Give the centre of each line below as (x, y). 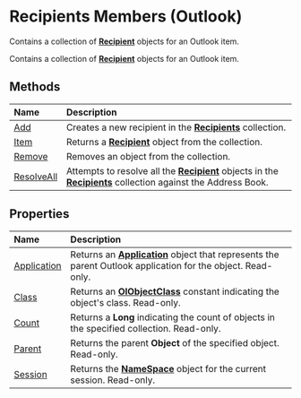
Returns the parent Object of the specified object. (175, 342)
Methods (35, 87)
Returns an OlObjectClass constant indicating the (175, 291)
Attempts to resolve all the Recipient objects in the (172, 170)
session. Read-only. (112, 380)
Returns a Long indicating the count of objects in (173, 317)
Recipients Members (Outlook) (126, 17)
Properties (39, 214)
